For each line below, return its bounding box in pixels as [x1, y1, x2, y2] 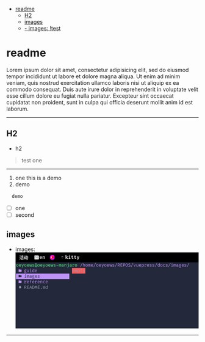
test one [21, 156, 43, 164]
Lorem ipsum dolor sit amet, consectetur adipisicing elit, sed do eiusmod [6, 66, 189, 73]
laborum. [6, 105, 29, 112]
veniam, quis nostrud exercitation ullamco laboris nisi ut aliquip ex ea [6, 79, 179, 86]
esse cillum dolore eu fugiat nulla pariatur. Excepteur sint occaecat [6, 92, 174, 100]
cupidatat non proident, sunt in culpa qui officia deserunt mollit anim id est [6, 98, 193, 106]
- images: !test [24, 24, 61, 32]
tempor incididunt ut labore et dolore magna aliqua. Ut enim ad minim [6, 73, 181, 80]
